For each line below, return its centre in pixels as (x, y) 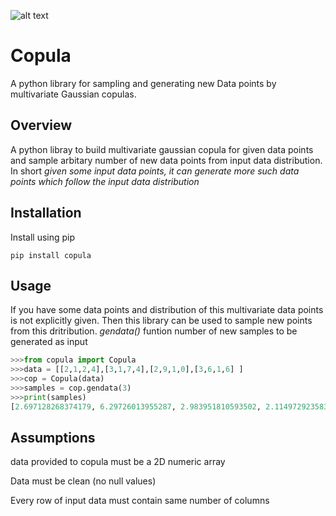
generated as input (49, 342)
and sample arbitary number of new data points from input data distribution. (166, 160)
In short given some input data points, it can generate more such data (155, 171)
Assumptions (53, 438)
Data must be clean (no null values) (83, 481)
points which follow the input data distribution (105, 181)
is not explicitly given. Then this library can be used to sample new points (161, 321)
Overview (41, 125)
